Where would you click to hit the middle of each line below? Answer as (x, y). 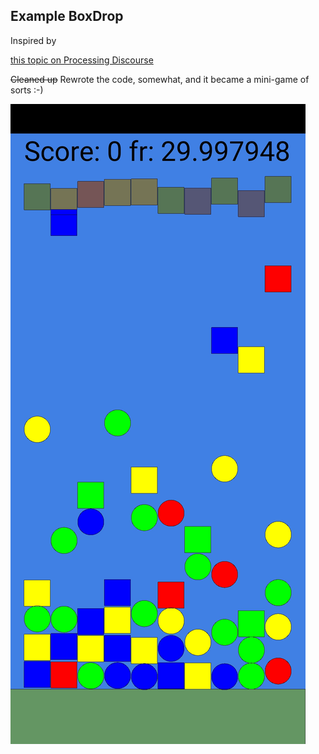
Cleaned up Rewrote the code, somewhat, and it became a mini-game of (160, 79)
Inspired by (33, 40)
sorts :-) (27, 90)
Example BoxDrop (67, 16)
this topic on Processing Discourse (82, 60)
